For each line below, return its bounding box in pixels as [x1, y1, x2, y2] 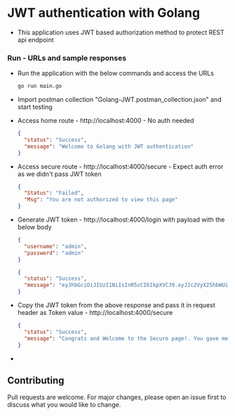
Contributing [7, 375, 65, 387]
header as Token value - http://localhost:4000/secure [17, 309, 173, 317]
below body [17, 223, 52, 232]
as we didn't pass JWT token [17, 170, 102, 178]
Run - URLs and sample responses [7, 53, 127, 62]
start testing [17, 103, 53, 112]
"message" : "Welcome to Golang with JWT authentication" [24, 142, 194, 150]
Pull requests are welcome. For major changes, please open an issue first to [7, 393, 227, 401]
